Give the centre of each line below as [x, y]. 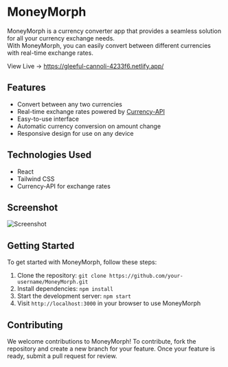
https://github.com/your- [146, 276]
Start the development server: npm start [74, 296]
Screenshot [33, 208]
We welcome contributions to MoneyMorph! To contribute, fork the [102, 341]
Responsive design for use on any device [75, 133]
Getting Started [41, 245]
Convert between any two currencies [69, 104]
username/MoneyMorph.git [53, 282]
